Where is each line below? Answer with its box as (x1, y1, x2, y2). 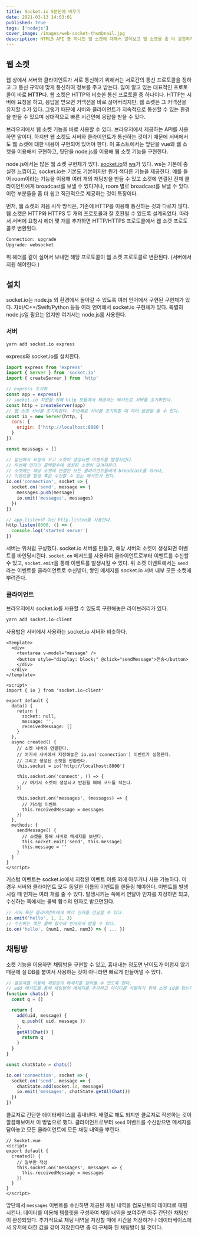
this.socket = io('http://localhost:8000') (16, 763, 126, 769)
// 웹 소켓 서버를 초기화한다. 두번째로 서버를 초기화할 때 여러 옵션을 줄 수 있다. (6, 408, 180, 414)
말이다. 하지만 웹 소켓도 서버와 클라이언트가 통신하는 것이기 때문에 (16, 133, 168, 140)
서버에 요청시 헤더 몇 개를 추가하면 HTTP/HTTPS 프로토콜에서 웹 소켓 (12, 217, 173, 224)
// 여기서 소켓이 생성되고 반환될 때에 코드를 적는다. (21, 780, 134, 786)
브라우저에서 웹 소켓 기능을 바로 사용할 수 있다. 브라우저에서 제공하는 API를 (6, 125, 178, 133)
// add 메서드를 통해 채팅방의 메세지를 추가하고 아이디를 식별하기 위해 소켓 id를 (6, 986, 179, 992)
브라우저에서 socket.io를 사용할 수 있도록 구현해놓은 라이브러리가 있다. (6, 605, 169, 612)
